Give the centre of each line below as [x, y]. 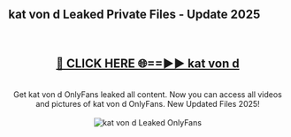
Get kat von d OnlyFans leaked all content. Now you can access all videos [148, 94]
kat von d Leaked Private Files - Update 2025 [134, 15]
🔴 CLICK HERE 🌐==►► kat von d [148, 64]
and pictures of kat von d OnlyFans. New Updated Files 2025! [148, 103]
